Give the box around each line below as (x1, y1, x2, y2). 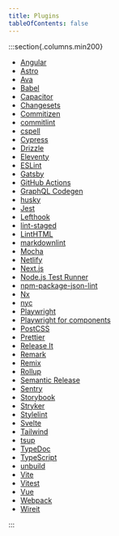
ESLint (19, 160, 42, 170)
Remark (19, 349, 47, 359)
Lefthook (19, 212, 50, 222)
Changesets (19, 100, 61, 110)
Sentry (19, 383, 43, 393)
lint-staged (19, 220, 57, 230)
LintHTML (19, 229, 53, 238)
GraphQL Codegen (19, 186, 83, 196)
